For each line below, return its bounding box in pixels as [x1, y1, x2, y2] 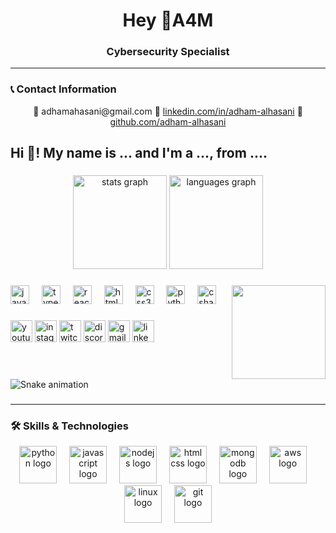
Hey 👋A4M [122, 9, 214, 32]
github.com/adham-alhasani [109, 115, 227, 128]
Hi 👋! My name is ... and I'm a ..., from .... [10, 145, 268, 162]
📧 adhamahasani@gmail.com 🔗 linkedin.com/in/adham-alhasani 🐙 [33, 105, 303, 117]
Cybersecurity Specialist [106, 45, 230, 59]
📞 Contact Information [10, 82, 117, 96]
